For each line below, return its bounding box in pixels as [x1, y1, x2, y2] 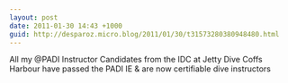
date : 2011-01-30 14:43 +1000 [9, 21, 123, 30]
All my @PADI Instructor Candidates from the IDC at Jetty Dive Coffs [9, 54, 263, 65]
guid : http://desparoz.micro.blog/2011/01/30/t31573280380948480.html [9, 29, 280, 38]
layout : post [9, 12, 58, 22]
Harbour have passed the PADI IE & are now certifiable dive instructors [9, 63, 272, 74]
